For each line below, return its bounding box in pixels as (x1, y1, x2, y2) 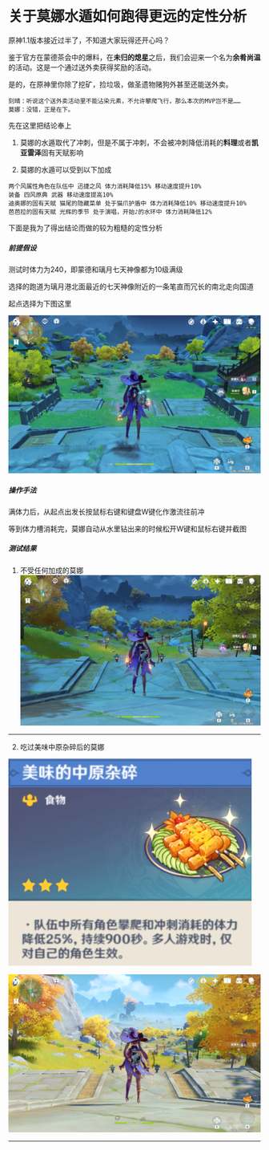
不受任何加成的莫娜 (19, 565, 84, 575)
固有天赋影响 (41, 148, 84, 157)
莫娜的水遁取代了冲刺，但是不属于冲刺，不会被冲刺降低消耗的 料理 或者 (19, 137, 252, 147)
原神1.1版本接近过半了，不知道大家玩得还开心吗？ (8, 35, 171, 45)
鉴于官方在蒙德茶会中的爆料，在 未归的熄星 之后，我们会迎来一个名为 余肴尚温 (8, 52, 261, 62)
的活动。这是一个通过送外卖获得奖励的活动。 (8, 62, 156, 72)
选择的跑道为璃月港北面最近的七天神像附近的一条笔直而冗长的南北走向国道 (8, 282, 254, 291)
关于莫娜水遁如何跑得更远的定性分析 (8, 7, 247, 26)
